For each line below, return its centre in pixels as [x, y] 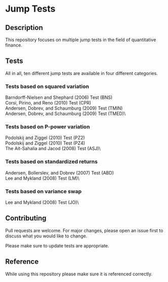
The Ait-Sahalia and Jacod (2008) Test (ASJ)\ [53, 149]
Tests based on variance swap [44, 191]
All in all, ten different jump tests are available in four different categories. [81, 73]
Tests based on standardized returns [51, 162]
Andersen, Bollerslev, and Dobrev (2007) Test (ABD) [59, 172]
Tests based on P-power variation [48, 127]
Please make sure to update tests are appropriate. [57, 245]
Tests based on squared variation [47, 86]
